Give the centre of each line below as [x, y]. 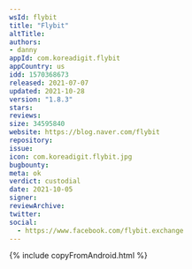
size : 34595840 [37, 124]
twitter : [25, 214]
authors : [25, 42]
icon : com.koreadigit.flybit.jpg [71, 157]
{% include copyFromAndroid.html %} [78, 256]
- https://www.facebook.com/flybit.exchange [100, 230]
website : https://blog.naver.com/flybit [85, 132]
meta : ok [25, 173]
